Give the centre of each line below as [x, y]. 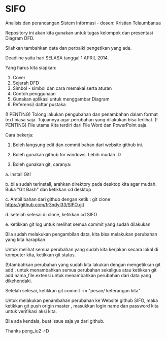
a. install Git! [18, 174]
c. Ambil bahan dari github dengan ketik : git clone [58, 199]
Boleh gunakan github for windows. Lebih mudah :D [67, 154]
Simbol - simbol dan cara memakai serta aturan [62, 88]
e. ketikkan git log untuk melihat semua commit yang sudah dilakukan [78, 224]
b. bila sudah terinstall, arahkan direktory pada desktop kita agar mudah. [81, 184]
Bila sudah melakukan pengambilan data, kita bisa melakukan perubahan [81, 234]
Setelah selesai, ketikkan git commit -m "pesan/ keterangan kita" [73, 290]
